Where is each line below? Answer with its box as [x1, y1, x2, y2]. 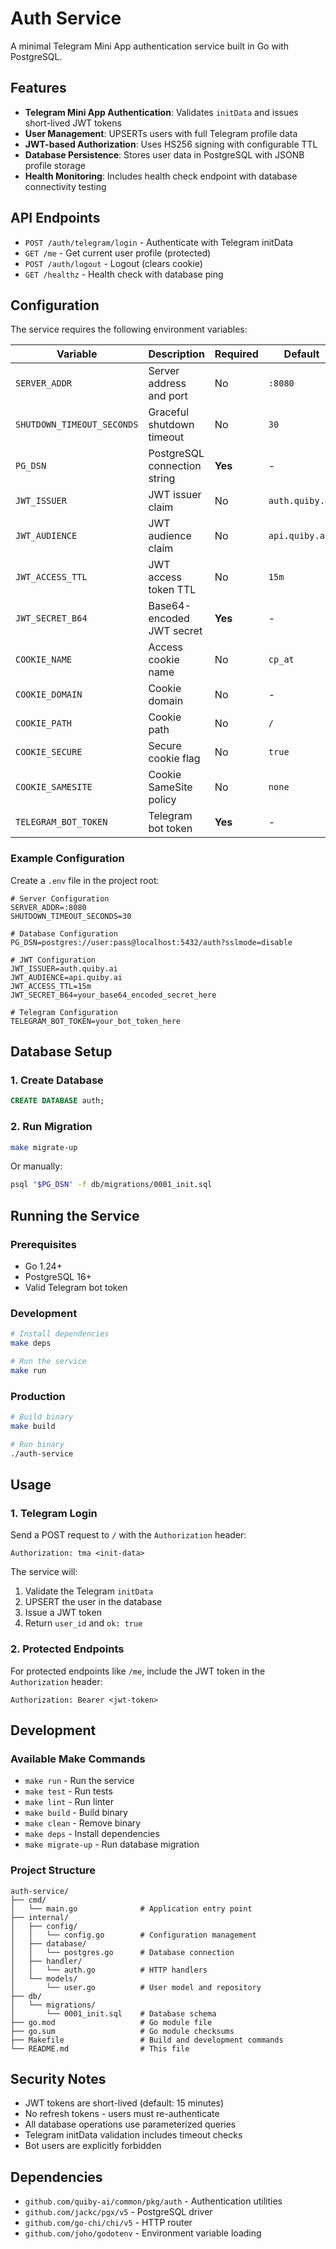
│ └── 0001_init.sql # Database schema [10, 2008, 217, 2019]
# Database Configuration [10, 928, 118, 939]
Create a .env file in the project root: [10, 874, 160, 886]
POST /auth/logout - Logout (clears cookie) [24, 257, 203, 269]
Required [214, 347, 259, 361]
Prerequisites [10, 1237, 77, 1251]
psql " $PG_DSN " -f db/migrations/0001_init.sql [10, 1180, 213, 1190]
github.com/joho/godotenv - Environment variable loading [24, 2227, 262, 2239]
